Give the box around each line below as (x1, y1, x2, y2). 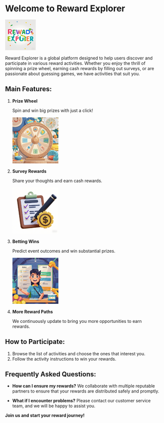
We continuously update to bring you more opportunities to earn (12, 318, 142, 324)
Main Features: (5, 85, 52, 93)
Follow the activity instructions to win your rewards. (12, 356, 117, 362)
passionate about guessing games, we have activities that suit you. (5, 71, 141, 77)
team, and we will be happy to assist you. (12, 403, 95, 409)
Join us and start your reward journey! (5, 413, 85, 419)
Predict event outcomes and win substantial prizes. (12, 248, 116, 254)
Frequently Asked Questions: (5, 370, 96, 378)
